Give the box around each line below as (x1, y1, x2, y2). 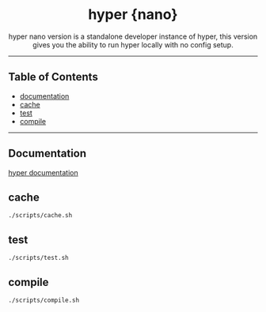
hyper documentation (8, 167, 78, 177)
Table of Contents (8, 70, 99, 84)
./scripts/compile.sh (8, 296, 80, 304)
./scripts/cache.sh (8, 212, 73, 220)
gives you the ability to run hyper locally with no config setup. (32, 39, 234, 49)
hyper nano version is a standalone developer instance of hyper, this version (8, 32, 258, 41)
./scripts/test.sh (8, 254, 69, 262)
